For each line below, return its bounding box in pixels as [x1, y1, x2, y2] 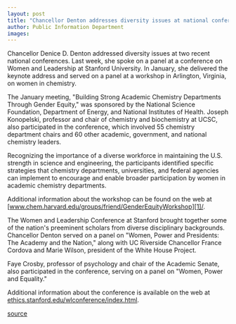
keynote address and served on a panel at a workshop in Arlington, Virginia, [7, 72, 227, 80]
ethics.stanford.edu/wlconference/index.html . [7, 296, 139, 304]
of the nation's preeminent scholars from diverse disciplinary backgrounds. [7, 223, 225, 232]
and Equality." [7, 275, 48, 283]
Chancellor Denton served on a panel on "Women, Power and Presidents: [7, 231, 220, 239]
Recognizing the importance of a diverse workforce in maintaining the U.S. [7, 151, 223, 160]
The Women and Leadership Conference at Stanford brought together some [7, 216, 227, 225]
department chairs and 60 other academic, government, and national [7, 130, 207, 139]
